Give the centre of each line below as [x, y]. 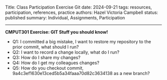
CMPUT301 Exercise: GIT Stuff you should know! [57, 32]
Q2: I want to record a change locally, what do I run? [66, 52]
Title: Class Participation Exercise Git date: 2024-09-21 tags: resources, [79, 7]
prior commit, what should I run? [45, 47]
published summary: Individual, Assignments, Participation [65, 18]
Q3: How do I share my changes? [46, 57]
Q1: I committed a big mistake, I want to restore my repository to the [82, 41]
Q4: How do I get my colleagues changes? [56, 63]
